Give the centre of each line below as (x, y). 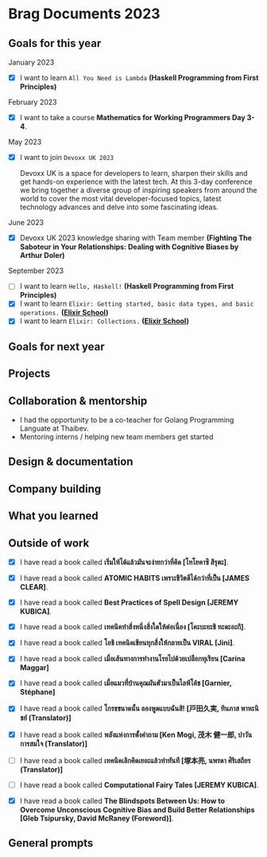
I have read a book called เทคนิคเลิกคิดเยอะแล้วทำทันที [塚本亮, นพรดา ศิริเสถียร (135, 760)
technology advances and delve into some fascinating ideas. (119, 207)
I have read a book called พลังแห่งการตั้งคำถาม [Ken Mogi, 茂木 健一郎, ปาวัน (136, 734)
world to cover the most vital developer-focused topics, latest (120, 199)
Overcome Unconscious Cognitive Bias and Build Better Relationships (137, 809)
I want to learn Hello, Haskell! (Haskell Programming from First (127, 286)
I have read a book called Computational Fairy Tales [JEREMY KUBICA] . (139, 785)
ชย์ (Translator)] (45, 718)
